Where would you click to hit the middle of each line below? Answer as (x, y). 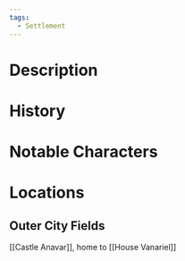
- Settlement (42, 26)
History (38, 110)
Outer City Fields (57, 226)
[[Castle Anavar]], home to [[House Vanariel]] (93, 248)
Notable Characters (84, 152)
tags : (19, 17)
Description (54, 70)
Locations (47, 193)
